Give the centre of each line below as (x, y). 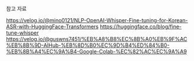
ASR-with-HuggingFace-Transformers (52, 26)
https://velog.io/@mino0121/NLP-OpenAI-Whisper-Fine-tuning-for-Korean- (97, 20)
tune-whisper (23, 33)
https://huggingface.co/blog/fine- (141, 26)
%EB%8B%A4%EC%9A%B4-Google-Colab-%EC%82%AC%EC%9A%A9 (96, 51)
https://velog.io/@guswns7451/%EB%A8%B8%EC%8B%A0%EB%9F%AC (97, 39)
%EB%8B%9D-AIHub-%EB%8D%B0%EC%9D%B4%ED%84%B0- (88, 45)
